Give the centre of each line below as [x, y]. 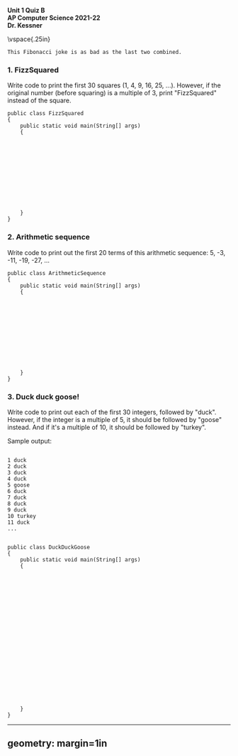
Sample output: [29, 441]
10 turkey [22, 516]
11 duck [19, 522]
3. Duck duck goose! [44, 396]
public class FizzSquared [45, 114]
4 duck [17, 479]
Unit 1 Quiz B [26, 10]
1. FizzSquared [33, 70]
